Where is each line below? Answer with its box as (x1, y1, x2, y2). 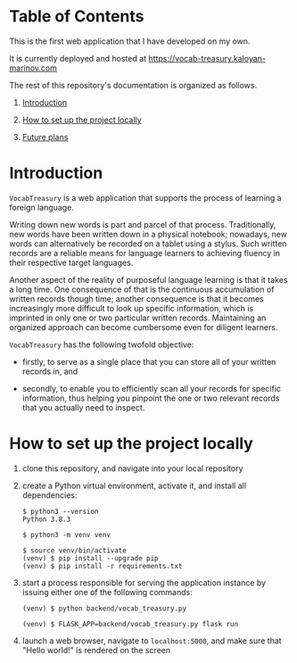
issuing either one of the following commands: (21, 586, 194, 597)
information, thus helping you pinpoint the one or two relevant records (21, 393, 280, 403)
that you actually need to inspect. (21, 402, 145, 412)
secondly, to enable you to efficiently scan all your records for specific (21, 383, 282, 394)
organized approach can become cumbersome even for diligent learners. (9, 321, 278, 332)
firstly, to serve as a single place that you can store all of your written (21, 356, 276, 367)
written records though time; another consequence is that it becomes (9, 293, 265, 304)
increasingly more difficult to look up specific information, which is (9, 302, 254, 313)
